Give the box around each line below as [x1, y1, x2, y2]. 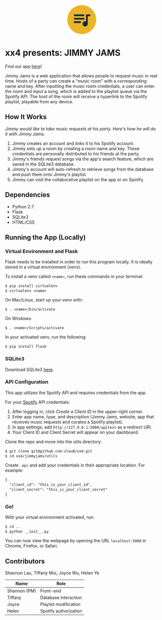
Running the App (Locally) [5, 233, 86, 242]
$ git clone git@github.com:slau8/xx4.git [5, 449, 92, 453]
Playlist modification [40, 601, 81, 607]
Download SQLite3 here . [5, 366, 54, 372]
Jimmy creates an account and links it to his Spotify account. [12, 140, 135, 146]
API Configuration [5, 378, 49, 385]
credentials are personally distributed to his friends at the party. [12, 150, 140, 156]
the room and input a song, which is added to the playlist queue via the [5, 88, 147, 94]
